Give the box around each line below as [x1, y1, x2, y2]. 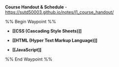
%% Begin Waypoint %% [5, 19, 56, 24]
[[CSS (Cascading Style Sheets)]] [12, 28, 82, 33]
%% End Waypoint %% [5, 56, 52, 62]
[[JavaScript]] [12, 47, 42, 52]
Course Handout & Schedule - [5, 4, 67, 10]
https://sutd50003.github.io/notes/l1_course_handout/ [5, 9, 114, 15]
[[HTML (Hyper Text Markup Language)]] [12, 37, 98, 43]
